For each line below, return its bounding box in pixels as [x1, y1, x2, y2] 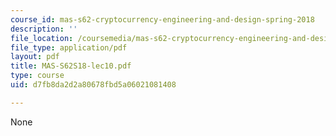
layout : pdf [10, 52, 60, 62]
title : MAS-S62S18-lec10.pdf [10, 61, 132, 71]
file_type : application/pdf [10, 42, 128, 53]
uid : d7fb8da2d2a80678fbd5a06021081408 [10, 80, 177, 90]
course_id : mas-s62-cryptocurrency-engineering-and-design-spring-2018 [10, 14, 315, 25]
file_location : [10, 33, 74, 43]
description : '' [10, 24, 78, 34]
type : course [10, 71, 65, 81]
